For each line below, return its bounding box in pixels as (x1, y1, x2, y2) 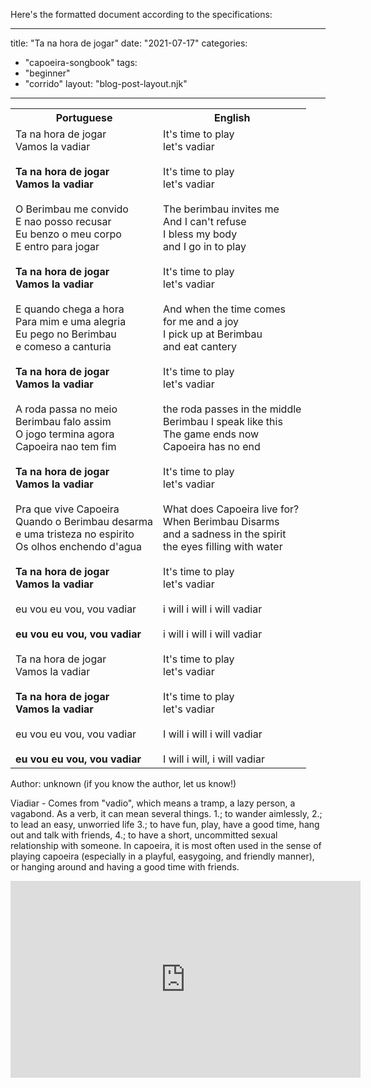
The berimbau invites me (163, 202, 280, 216)
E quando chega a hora (15, 302, 125, 316)
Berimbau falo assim (15, 415, 112, 428)
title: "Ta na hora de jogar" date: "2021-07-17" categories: (10, 37, 248, 49)
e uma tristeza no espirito (15, 527, 135, 541)
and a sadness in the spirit (163, 527, 287, 541)
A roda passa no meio (15, 402, 118, 416)
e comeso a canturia (15, 340, 112, 353)
